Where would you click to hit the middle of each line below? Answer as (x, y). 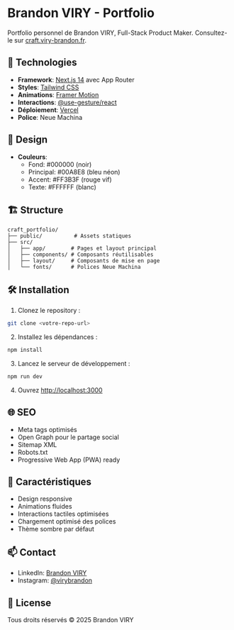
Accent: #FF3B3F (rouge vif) (70, 179)
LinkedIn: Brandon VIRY (52, 573)
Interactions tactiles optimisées (63, 514)
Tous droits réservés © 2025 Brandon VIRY (71, 620)
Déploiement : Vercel (48, 110)
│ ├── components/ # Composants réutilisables (80, 255)
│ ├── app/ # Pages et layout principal (82, 249)
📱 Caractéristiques (50, 482)
